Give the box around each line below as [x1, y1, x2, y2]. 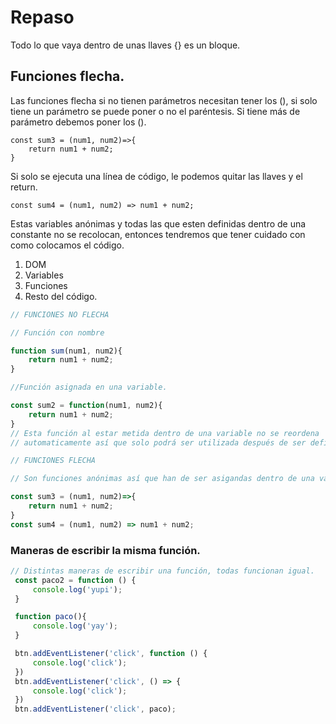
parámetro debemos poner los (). [10, 116, 147, 128]
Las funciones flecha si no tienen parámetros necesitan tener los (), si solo [10, 94, 318, 106]
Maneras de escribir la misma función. [10, 543, 201, 557]
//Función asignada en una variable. [10, 382, 168, 393]
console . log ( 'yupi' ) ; [32, 584, 123, 595]
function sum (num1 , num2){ [10, 346, 123, 356]
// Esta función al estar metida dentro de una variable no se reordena [10, 428, 320, 438]
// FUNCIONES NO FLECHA [10, 309, 110, 320]
